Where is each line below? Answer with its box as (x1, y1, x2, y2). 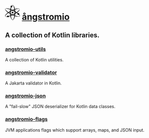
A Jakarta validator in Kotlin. (5, 80, 62, 86)
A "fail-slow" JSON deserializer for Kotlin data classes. (5, 104, 116, 110)
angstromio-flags (5, 116, 48, 123)
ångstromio (22, 11, 70, 23)
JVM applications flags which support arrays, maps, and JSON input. (5, 127, 145, 133)
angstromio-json (5, 92, 46, 99)
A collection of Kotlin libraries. (5, 31, 99, 39)
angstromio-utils (5, 46, 46, 53)
